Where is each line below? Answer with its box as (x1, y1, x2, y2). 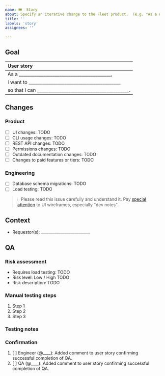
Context (5, 216, 30, 224)
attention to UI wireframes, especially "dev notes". (17, 202, 119, 208)
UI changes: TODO (12, 129, 51, 135)
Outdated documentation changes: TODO (12, 151, 97, 157)
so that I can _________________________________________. (7, 86, 131, 93)
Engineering (5, 169, 35, 176)
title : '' (5, 16, 26, 21)
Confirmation (5, 339, 38, 346)
